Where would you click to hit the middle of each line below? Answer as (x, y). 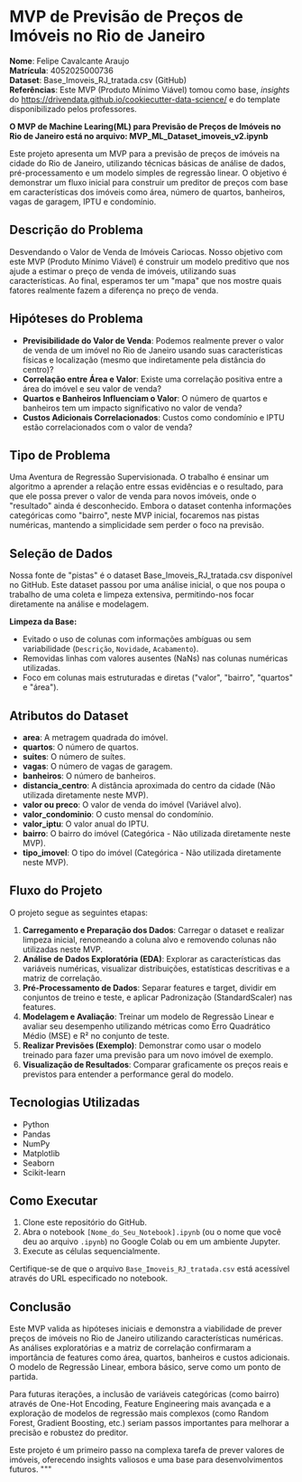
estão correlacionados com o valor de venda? (107, 427)
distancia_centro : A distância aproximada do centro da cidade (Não (149, 785)
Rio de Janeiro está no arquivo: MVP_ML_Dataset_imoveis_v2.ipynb (139, 136)
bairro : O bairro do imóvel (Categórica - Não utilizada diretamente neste (156, 833)
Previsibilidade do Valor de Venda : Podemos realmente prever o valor (153, 340)
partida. (24, 1377)
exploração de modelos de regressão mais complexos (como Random (139, 1413)
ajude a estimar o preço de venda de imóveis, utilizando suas (123, 271)
